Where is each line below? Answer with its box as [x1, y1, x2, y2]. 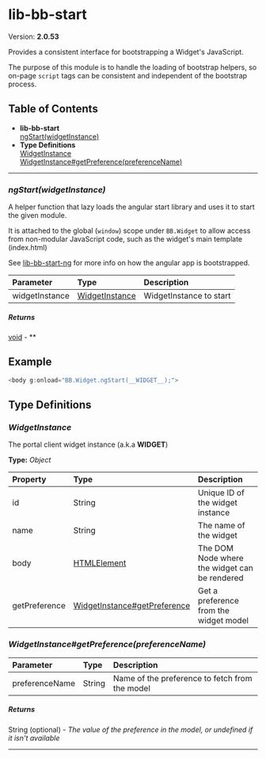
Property [12, 474, 47, 485]
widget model [197, 615, 249, 627]
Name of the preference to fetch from [112, 672, 253, 684]
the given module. [8, 211, 67, 220]
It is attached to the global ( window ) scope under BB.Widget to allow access [8, 226, 251, 235]
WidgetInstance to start [143, 291, 231, 302]
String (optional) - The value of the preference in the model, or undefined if [8, 725, 253, 734]
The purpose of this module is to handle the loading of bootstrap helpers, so [8, 62, 257, 72]
